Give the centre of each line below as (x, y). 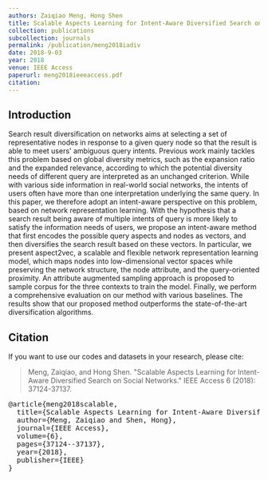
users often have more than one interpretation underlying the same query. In (134, 193)
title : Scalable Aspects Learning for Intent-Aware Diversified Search (130, 23)
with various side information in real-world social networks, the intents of (128, 185)
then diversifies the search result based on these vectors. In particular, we (130, 244)
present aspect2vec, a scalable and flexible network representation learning (133, 253)
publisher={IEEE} (50, 460)
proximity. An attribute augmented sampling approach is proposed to (121, 278)
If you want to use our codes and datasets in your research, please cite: (126, 357)
